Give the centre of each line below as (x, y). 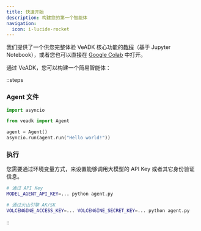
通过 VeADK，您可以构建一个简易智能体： (59, 68)
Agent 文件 (23, 97)
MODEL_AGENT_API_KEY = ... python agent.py (60, 194)
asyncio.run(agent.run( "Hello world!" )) (59, 138)
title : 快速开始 (25, 12)
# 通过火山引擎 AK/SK (31, 205)
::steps (15, 80)
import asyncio (26, 110)
